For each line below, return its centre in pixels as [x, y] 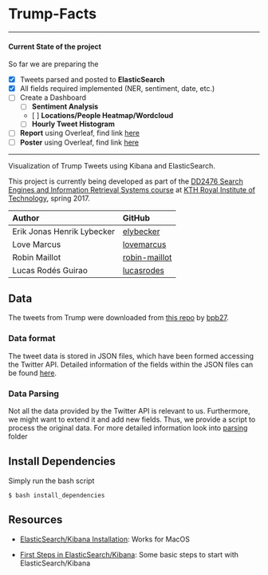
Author [26, 218]
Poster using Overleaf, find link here [79, 142]
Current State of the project [55, 46]
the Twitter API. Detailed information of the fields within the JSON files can [131, 364]
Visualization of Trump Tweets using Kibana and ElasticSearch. [112, 165]
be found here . [33, 373]
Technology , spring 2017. [49, 198]
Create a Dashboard [53, 97]
